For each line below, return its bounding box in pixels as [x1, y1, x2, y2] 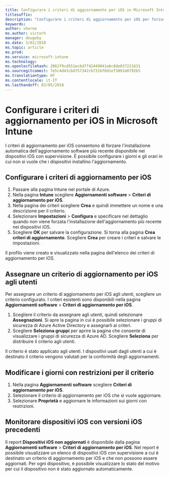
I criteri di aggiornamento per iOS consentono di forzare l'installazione [5, 142, 151, 148]
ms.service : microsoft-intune [5, 54, 69, 60]
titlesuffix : [5, 12, 33, 17]
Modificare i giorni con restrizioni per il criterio [5, 368, 154, 377]
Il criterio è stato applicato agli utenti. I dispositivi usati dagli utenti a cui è [5, 348, 157, 354]
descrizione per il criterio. [12, 208, 66, 214]
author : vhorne [5, 26, 37, 31]
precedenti [5, 426, 40, 434]
